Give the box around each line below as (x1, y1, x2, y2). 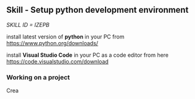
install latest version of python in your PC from (6, 33, 124, 40)
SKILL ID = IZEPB (6, 21, 50, 28)
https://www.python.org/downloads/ (6, 39, 99, 46)
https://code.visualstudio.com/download (6, 57, 109, 65)
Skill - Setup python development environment (6, 5, 189, 15)
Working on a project (6, 73, 71, 81)
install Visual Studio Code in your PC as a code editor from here (6, 51, 169, 59)
